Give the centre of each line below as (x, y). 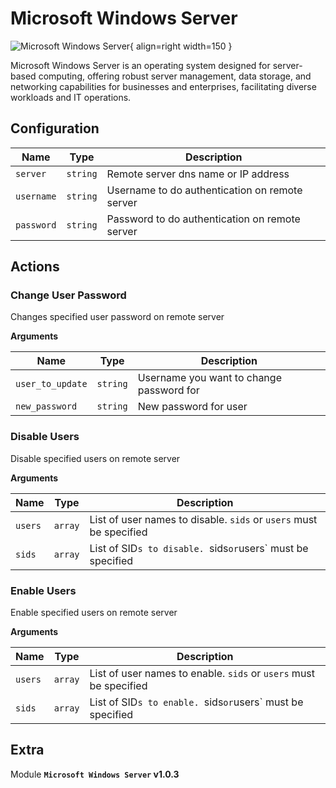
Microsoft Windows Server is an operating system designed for (140, 65)
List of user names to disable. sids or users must (203, 519)
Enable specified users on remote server (94, 613)
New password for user (192, 407)
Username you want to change (209, 378)
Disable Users (45, 437)
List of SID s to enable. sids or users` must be (196, 702)
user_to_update (51, 384)
